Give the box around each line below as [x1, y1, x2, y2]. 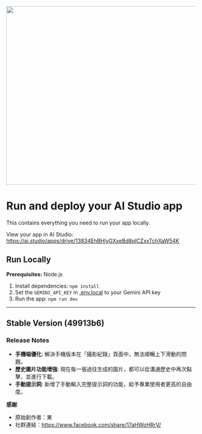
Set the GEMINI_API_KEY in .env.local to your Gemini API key [14, 288, 161, 296]
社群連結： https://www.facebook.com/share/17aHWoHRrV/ [14, 421, 161, 429]
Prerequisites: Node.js [6, 270, 63, 277]
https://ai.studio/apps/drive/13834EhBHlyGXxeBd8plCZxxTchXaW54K [6, 237, 180, 244]
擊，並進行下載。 [14, 373, 58, 380]
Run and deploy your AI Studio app [6, 199, 183, 213]
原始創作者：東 [14, 414, 52, 421]
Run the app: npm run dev [14, 295, 78, 302]
